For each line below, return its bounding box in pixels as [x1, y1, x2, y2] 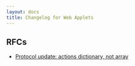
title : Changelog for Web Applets [6, 15, 94, 21]
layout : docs [6, 8, 40, 15]
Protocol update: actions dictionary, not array [15, 53, 129, 61]
